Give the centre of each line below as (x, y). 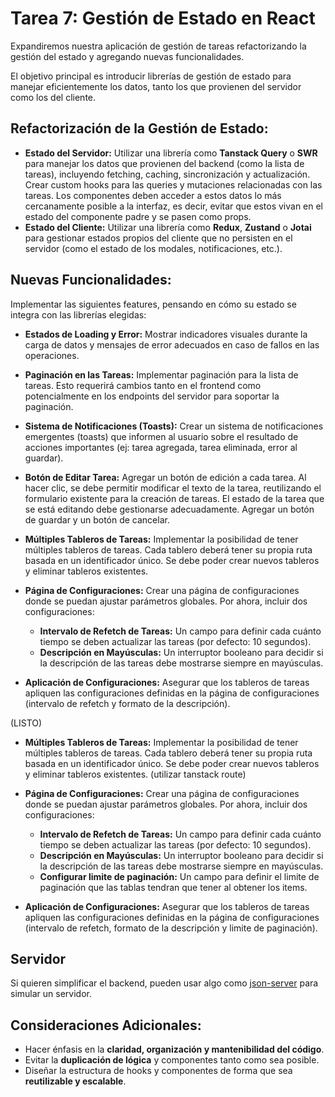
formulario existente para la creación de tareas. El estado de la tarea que (174, 498)
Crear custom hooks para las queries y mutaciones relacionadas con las (173, 184)
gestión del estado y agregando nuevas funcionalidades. (127, 56)
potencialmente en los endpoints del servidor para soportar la (152, 396)
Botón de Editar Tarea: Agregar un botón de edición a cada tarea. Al (165, 477)
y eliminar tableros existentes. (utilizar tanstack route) (135, 774)
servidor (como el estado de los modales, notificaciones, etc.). (153, 248)
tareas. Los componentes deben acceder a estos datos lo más (153, 195)
